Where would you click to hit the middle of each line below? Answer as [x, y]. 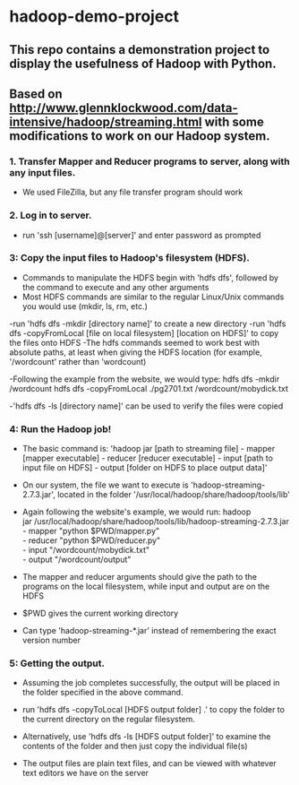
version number [51, 640]
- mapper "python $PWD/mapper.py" [91, 531]
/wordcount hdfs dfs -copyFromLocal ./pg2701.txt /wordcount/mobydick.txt [149, 388]
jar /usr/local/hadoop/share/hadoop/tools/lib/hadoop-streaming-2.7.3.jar [155, 522]
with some [234, 121]
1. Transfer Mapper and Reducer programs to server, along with [149, 161]
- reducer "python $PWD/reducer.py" [91, 540]
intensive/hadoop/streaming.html [106, 121]
